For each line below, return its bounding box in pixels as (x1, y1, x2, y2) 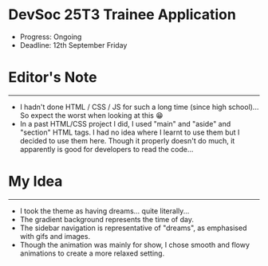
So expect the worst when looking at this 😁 (19, 110, 164, 120)
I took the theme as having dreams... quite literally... (19, 205, 190, 216)
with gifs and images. (19, 231, 90, 241)
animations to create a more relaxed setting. (19, 248, 165, 258)
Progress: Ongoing (19, 32, 82, 41)
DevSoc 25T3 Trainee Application (8, 6, 237, 24)
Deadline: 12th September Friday (19, 40, 128, 49)
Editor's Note (8, 68, 97, 87)
